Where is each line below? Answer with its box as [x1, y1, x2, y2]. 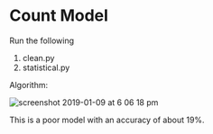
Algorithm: [9, 79, 48, 90]
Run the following [9, 35, 75, 46]
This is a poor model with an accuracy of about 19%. [9, 114, 205, 125]
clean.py [22, 52, 55, 63]
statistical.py [22, 62, 70, 73]
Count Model [9, 5, 108, 26]
